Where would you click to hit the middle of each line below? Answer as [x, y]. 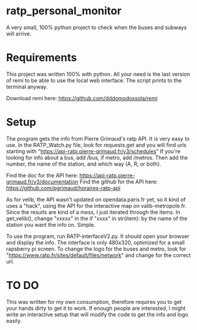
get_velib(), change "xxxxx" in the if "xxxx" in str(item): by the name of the [97, 218]
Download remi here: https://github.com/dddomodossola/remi [82, 98]
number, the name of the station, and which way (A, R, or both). [84, 164]
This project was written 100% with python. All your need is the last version [98, 74]
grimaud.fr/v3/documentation [42, 182]
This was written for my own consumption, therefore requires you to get [94, 302]
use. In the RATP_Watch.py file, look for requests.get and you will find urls [96, 145]
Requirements [42, 58]
